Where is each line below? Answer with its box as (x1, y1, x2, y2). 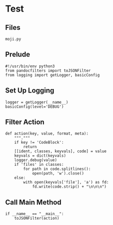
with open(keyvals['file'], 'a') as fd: (23, 180, 109, 185)
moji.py (5, 36, 22, 41)
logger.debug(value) (14, 158, 57, 163)
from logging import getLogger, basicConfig (5, 72, 100, 77)
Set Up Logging (5, 86, 54, 95)
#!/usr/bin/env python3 (5, 64, 55, 69)
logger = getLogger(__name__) (5, 100, 69, 105)
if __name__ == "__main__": (5, 211, 64, 216)
